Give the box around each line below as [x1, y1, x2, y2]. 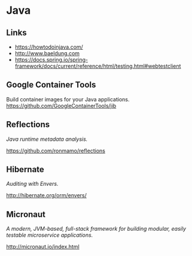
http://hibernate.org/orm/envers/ [6, 192, 87, 199]
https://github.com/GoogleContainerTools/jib [6, 102, 117, 109]
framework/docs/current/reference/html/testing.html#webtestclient [14, 62, 181, 70]
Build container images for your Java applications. [6, 95, 130, 103]
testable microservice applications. [6, 231, 93, 239]
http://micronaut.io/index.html [6, 243, 80, 251]
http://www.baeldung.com [14, 50, 80, 57]
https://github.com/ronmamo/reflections [6, 147, 106, 154]
